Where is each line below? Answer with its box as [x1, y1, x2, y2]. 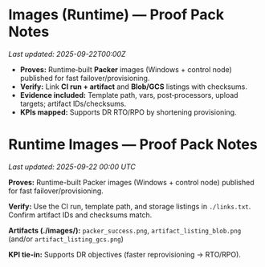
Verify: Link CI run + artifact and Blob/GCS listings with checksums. [19, 82, 247, 91]
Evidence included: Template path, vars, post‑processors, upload [19, 90, 238, 99]
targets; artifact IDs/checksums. [19, 99, 127, 108]
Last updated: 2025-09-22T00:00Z [8, 49, 126, 59]
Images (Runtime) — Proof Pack [8, 6, 225, 24]
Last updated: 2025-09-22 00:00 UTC [8, 162, 137, 172]
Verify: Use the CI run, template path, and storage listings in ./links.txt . [8, 201, 251, 211]
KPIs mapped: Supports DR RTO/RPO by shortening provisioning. [19, 107, 237, 117]
